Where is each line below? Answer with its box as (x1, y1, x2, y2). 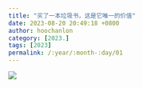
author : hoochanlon (8, 26, 73, 34)
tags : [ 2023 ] (8, 42, 52, 50)
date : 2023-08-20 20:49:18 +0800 (8, 19, 120, 27)
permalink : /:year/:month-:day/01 (8, 49, 124, 57)
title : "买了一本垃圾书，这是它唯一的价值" (8, 11, 136, 20)
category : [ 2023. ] (8, 34, 70, 42)
